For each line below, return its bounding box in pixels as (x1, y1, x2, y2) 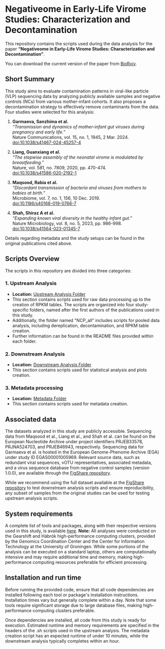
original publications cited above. (5, 240, 72, 246)
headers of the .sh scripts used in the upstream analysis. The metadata (5, 627, 150, 633)
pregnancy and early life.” (12, 129, 66, 135)
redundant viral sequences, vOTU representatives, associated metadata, (5, 459, 152, 466)
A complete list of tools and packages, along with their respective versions (5, 523, 157, 529)
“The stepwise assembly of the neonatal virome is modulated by (12, 154, 144, 160)
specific (12, 307, 29, 313)
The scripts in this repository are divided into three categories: (5, 267, 132, 274)
